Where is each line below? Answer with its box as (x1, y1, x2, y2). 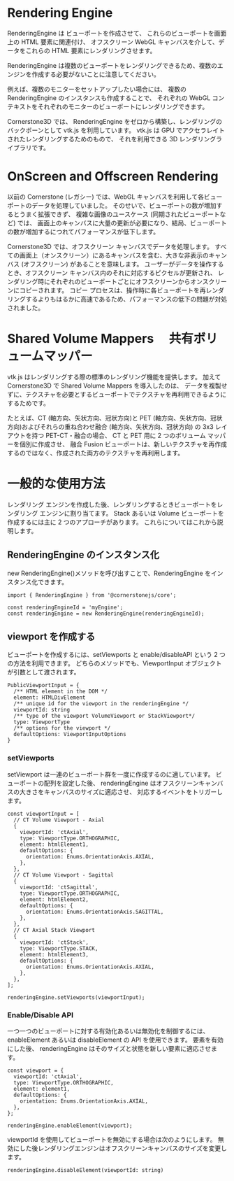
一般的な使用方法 (7, 476, 106, 491)
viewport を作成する (7, 630, 96, 642)
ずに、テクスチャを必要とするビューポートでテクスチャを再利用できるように (7, 390, 227, 398)
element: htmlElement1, (20, 841, 89, 848)
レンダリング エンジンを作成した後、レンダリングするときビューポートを (7, 500, 217, 509)
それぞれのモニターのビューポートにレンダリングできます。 (37, 102, 209, 111)
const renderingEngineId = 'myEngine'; (7, 604, 124, 611)
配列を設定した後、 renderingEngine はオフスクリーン (43, 779, 199, 787)
